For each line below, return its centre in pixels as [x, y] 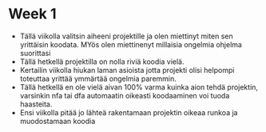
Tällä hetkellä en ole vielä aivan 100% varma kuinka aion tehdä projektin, [139, 87]
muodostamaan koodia [58, 121]
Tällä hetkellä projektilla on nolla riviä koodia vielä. [102, 62]
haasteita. [36, 104]
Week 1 [32, 14]
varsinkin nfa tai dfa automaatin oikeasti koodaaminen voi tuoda [125, 95]
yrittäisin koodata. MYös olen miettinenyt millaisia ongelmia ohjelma [131, 44]
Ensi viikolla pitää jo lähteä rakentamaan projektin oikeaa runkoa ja [129, 112]
